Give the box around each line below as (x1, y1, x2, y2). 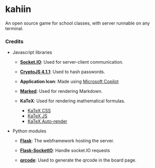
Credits (5, 38, 24, 45)
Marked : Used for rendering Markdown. (20, 88, 103, 94)
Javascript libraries (12, 49, 53, 56)
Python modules (12, 128, 47, 134)
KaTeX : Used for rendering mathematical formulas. (20, 98, 125, 104)
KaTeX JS (27, 113, 48, 119)
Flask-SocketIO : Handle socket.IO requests (20, 147, 110, 153)
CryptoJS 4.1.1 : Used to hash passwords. (20, 69, 105, 75)
